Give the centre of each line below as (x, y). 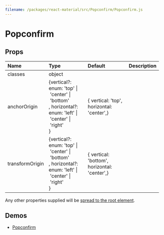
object (56, 74)
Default (96, 66)
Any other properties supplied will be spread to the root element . (70, 200)
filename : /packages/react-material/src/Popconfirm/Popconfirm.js (74, 10)
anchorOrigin (23, 106)
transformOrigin (26, 163)
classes (16, 74)
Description (143, 66)
